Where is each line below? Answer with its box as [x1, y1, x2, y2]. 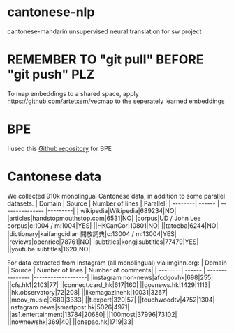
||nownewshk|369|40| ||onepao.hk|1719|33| [7, 318, 134, 326]
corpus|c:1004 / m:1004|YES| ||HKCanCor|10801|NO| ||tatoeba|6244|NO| [7, 221, 219, 230]
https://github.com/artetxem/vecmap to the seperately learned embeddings [7, 97, 225, 105]
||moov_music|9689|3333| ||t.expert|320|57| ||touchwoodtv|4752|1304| [7, 295, 215, 304]
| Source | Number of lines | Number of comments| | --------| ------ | [7, 265, 206, 274]
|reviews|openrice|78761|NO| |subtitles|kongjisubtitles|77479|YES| [7, 238, 199, 246]
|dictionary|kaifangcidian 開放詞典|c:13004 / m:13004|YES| [7, 229, 177, 238]
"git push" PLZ [7, 67, 95, 82]
